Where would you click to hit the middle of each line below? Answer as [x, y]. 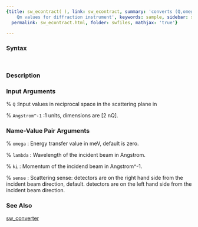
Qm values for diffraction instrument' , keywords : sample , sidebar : [103, 17]
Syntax [16, 48]
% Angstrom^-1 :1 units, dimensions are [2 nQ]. [62, 115]
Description [23, 75]
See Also [19, 206]
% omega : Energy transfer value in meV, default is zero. [73, 144]
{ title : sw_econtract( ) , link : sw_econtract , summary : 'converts [89, 11]
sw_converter [23, 218]
